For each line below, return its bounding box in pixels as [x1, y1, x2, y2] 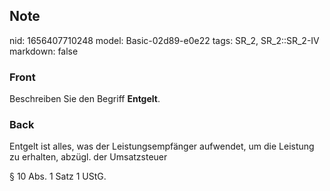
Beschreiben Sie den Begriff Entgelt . [9, 93, 161, 105]
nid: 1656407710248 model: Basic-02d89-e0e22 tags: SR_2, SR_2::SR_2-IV [9, 34, 320, 46]
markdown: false [9, 45, 79, 57]
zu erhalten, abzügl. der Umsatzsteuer [9, 151, 168, 163]
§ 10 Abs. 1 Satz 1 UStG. [9, 170, 107, 183]
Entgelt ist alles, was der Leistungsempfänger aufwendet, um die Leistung [9, 140, 315, 153]
